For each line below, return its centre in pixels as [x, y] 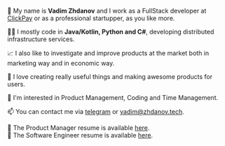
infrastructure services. [41, 39]
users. [16, 84]
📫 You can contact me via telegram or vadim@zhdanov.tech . [96, 111]
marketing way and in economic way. [61, 63]
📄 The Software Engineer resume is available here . [80, 135]
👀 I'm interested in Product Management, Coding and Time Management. [113, 97]
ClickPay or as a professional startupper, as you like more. [91, 18]
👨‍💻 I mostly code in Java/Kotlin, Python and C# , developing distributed [111, 32]
